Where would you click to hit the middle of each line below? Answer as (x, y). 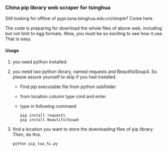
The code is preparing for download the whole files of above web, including (84, 28)
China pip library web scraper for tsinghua (58, 8)
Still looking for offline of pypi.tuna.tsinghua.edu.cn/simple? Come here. (79, 19)
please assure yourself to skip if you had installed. (64, 77)
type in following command (48, 106)
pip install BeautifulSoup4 (49, 120)
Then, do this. (27, 134)
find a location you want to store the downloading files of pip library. (83, 129)
